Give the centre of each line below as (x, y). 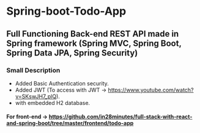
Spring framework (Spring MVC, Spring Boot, (94, 43)
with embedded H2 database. (53, 102)
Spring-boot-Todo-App (66, 11)
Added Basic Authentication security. (62, 83)
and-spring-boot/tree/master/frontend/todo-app (70, 123)
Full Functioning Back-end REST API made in (93, 34)
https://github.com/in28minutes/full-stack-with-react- (120, 117)
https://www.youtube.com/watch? (151, 90)
